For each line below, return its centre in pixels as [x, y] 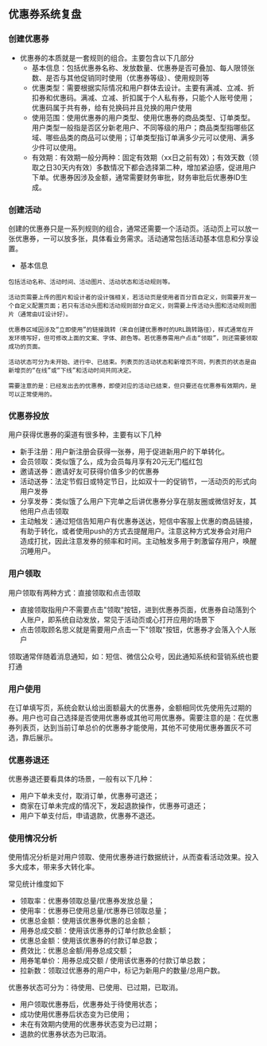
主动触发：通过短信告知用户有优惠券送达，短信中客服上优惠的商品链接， [138, 521]
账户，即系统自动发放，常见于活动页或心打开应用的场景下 [121, 619]
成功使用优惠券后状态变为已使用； [75, 1014]
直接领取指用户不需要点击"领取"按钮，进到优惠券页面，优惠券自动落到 [134, 609]
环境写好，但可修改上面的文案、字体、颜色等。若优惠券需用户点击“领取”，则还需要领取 [136, 338]
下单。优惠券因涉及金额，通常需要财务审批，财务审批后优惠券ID [136, 177]
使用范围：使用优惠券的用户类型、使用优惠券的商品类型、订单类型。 [143, 117]
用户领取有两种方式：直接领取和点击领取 [74, 592]
